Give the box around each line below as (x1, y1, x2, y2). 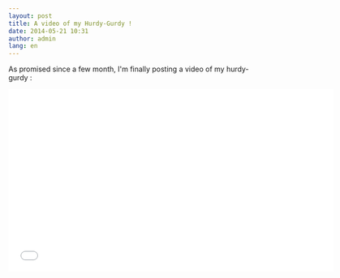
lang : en (8, 42, 38, 50)
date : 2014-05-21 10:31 (8, 27, 89, 35)
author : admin (8, 34, 57, 43)
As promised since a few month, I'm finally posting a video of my (8, 64, 225, 74)
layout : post (8, 11, 53, 20)
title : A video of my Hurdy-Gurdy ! (8, 19, 132, 28)
